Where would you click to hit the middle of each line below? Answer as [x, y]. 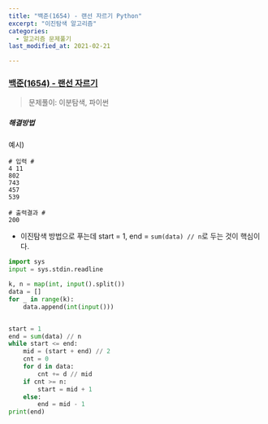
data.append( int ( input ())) [69, 307]
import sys [27, 262]
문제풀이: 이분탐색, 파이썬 [69, 103]
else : [32, 397]
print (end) [27, 412]
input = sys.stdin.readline [56, 269]
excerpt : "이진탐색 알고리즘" [53, 24]
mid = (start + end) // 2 [67, 352]
